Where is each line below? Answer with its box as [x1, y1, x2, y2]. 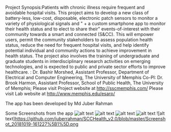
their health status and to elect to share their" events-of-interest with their [5, 26, 160, 32]
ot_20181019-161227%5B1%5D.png [5, 121, 79, 127]
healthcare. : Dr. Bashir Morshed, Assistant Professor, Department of [5, 69, 149, 75]
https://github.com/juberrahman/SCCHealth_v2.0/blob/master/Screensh [14, 116, 166, 121]
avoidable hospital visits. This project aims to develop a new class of [5, 10, 149, 16]
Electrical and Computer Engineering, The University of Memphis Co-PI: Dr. [5, 75, 164, 80]
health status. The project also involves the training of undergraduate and [5, 53, 159, 59]
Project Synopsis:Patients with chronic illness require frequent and [5, 5, 145, 10]
